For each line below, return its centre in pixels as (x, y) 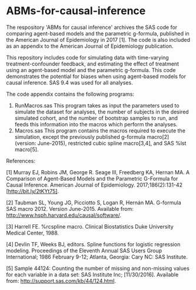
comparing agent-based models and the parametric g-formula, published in (98, 33)
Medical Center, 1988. (33, 233)
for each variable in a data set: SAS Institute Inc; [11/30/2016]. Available (92, 274)
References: (21, 161)
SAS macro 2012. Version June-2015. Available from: (70, 208)
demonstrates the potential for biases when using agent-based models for (96, 76)
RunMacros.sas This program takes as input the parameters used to (97, 105)
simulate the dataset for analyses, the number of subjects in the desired (102, 112)
